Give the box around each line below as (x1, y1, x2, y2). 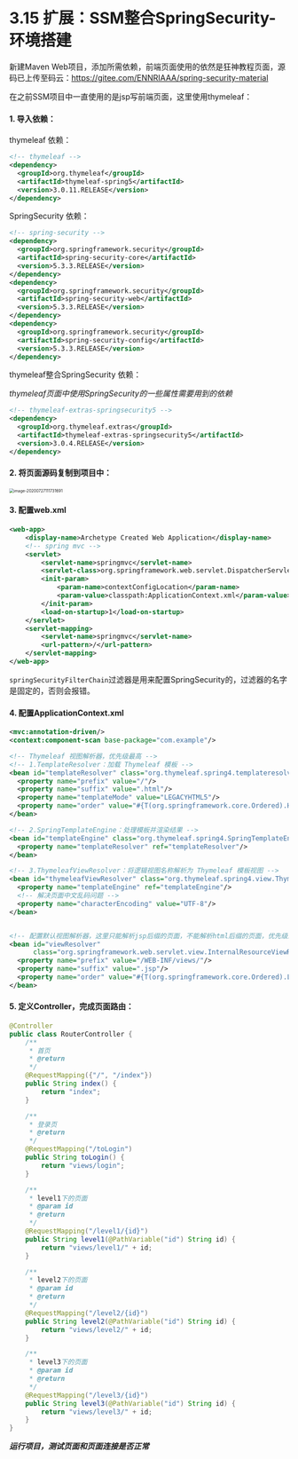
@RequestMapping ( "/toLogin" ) (25, 1145, 133, 1154)
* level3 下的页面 (28, 1358, 88, 1367)
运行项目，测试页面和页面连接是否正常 (9, 1441, 149, 1452)
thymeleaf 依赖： (9, 135, 72, 146)
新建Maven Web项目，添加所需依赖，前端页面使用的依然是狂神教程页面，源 (9, 61, 286, 72)
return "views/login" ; (41, 1161, 125, 1170)
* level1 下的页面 (28, 1194, 88, 1203)
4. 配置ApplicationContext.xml (9, 707, 124, 718)
